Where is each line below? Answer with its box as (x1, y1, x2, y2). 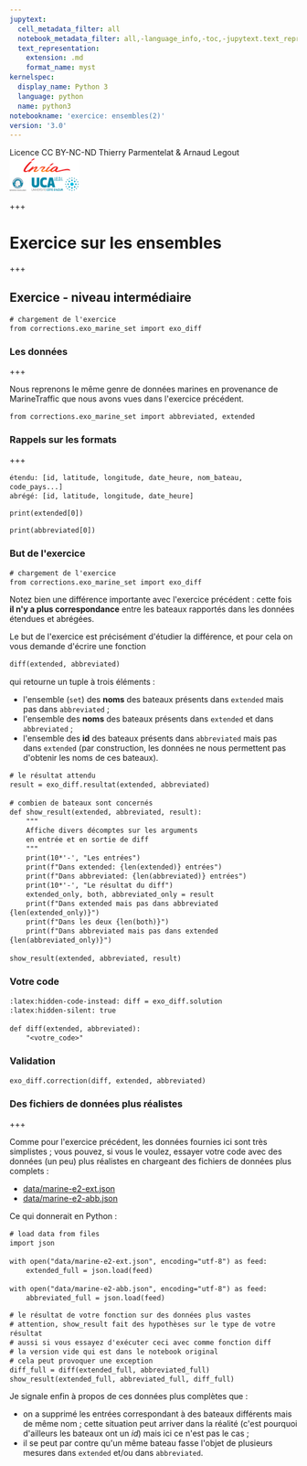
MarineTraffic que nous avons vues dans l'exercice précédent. (9, 393, 245, 404)
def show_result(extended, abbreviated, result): (9, 808, 203, 817)
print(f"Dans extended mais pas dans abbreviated (26, 899, 219, 908)
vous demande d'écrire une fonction (9, 640, 146, 651)
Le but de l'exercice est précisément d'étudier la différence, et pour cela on (9, 631, 293, 642)
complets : (9, 1165, 49, 1176)
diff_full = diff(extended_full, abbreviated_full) (9, 1365, 210, 1375)
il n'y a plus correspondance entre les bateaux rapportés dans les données (9, 604, 295, 615)
